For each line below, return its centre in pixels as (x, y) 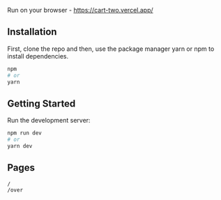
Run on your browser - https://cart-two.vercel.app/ (80, 10)
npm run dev (24, 133)
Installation (32, 32)
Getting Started (41, 103)
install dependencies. (38, 56)
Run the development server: (49, 121)
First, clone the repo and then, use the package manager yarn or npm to (111, 49)
